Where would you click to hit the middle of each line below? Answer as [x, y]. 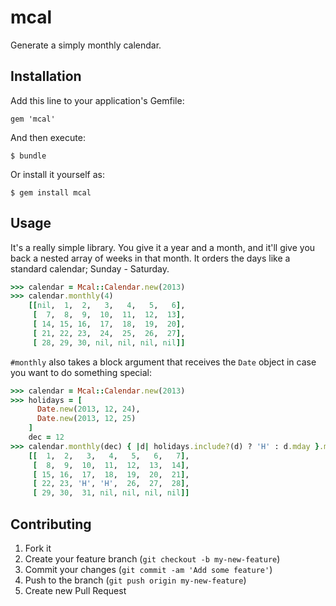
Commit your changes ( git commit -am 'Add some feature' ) [148, 569]
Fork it [38, 548]
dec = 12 [46, 437]
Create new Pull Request [75, 590]
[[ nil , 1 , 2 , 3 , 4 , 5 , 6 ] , [107, 306]
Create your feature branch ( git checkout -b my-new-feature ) [152, 559]
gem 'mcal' [33, 119]
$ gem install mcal [51, 192]
